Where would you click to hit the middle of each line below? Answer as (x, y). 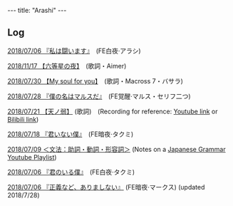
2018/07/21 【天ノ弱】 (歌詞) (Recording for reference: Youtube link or (113, 111)
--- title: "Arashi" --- (37, 10)
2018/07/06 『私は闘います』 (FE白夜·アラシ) (74, 51)
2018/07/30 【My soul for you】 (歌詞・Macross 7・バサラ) (95, 81)
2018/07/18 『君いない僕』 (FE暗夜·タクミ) (71, 134)
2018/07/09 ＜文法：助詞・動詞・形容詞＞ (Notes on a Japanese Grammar (116, 149)
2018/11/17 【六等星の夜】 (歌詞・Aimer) (67, 66)
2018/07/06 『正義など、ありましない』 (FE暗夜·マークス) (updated (106, 187)
